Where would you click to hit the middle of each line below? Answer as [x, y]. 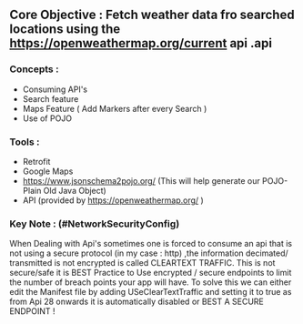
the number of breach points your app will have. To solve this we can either [151, 282]
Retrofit [36, 161]
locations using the [65, 30]
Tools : [25, 142]
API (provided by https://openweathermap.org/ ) [113, 200]
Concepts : [34, 69]
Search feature [50, 98]
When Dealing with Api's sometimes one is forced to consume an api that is [151, 244]
